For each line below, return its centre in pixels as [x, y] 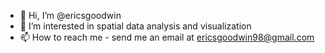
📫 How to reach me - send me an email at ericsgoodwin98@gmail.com [167, 37]
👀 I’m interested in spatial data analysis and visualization [135, 26]
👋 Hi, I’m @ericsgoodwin [70, 15]
